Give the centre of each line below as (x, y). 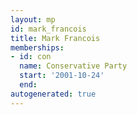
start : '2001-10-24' (62, 76)
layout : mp (33, 19)
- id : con (31, 57)
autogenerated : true (53, 94)
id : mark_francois (48, 29)
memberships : (37, 47)
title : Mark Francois (55, 38)
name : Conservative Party (73, 66)
